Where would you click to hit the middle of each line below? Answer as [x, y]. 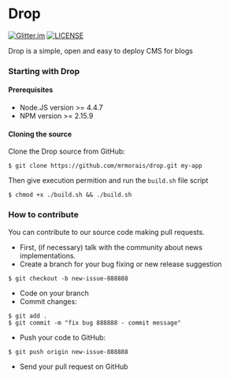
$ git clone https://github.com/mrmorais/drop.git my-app [105, 166]
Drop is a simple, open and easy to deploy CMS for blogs [100, 50]
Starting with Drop [44, 71]
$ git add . [28, 316]
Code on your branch [54, 293]
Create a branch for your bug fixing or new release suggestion [121, 264]
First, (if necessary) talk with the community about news [111, 247]
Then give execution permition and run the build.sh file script [108, 180]
